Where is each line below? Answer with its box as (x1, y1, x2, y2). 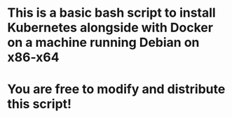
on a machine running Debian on (7, 35, 200, 50)
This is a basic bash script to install (7, 5, 216, 21)
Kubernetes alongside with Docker (7, 20, 214, 36)
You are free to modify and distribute (7, 82, 226, 97)
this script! (7, 96, 72, 112)
